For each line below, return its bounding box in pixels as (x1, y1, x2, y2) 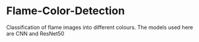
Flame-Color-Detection (6, 4, 125, 18)
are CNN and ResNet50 (6, 30, 65, 37)
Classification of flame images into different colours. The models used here (6, 24, 194, 31)
